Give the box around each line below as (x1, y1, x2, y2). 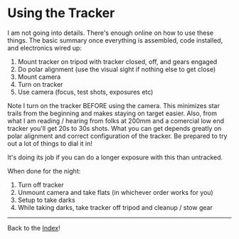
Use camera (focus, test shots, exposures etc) (17, 87, 154, 96)
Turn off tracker (17, 180, 64, 189)
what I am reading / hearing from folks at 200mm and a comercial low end (7, 116, 225, 125)
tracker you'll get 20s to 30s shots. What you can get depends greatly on (7, 124, 222, 132)
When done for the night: (7, 166, 81, 175)
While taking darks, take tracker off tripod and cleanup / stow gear (17, 203, 213, 211)
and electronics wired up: (7, 43, 82, 52)
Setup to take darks (17, 196, 76, 204)
